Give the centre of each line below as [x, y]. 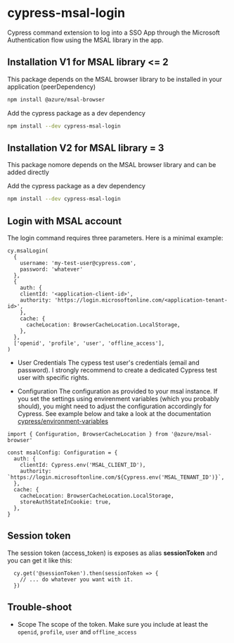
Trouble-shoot [40, 607]
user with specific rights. [53, 378]
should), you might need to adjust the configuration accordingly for [115, 406]
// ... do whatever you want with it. [77, 580]
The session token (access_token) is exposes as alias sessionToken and [112, 553]
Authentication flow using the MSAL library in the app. [85, 39]
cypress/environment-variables [63, 421]
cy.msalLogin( [28, 251]
